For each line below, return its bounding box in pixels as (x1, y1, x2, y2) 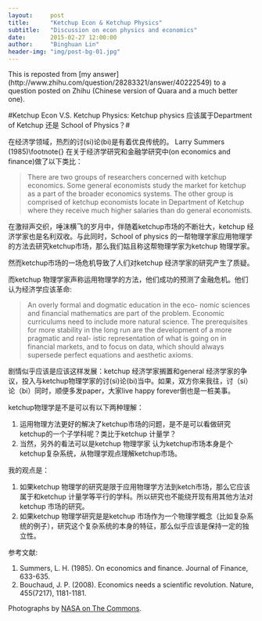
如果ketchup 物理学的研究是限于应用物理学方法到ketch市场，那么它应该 (19, 482, 251, 491)
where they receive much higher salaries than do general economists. (27, 205, 253, 215)
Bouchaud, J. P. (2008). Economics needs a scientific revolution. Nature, (19, 580, 254, 589)
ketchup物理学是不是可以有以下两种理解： (8, 403, 145, 412)
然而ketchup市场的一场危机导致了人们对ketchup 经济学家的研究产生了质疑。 (8, 258, 254, 267)
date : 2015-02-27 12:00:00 (8, 33, 117, 42)
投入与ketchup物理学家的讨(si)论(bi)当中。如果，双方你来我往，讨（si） (21, 376, 253, 385)
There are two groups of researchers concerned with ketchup (27, 172, 227, 181)
